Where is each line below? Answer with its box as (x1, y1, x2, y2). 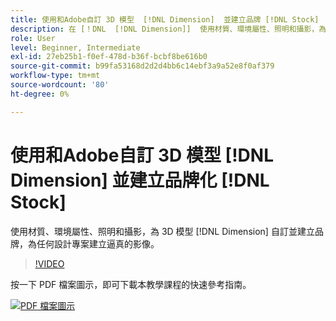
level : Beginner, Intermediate (10, 42, 141, 53)
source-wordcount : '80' (10, 80, 110, 90)
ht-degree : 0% (10, 89, 70, 99)
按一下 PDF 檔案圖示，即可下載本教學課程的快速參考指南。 (10, 278, 252, 290)
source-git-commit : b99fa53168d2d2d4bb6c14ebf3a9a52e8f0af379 (10, 61, 275, 71)
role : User (10, 33, 56, 43)
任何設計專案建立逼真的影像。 (36, 237, 160, 250)
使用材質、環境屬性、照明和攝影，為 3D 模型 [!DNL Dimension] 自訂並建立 (10, 225, 315, 237)
